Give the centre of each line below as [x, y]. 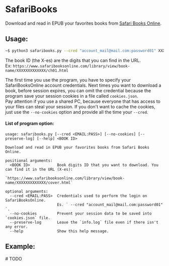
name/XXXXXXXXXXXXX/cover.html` [39, 182]
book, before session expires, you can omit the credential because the [78, 90]
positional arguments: [29, 160]
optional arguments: [27, 191]
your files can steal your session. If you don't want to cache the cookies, [80, 106]
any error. [17, 227]
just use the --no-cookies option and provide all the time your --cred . [77, 112]
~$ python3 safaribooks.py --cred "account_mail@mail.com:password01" [81, 51]
